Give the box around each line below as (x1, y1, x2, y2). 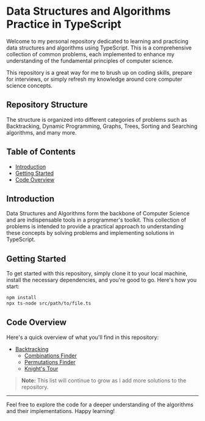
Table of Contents (6, 147, 76, 157)
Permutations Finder (24, 358, 76, 365)
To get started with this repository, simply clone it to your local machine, (6, 270, 188, 277)
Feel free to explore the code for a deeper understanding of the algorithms (6, 401, 194, 408)
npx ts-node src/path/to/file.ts (6, 300, 92, 307)
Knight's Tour (24, 365, 59, 372)
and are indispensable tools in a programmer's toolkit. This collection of (6, 216, 187, 224)
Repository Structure (6, 100, 88, 110)
